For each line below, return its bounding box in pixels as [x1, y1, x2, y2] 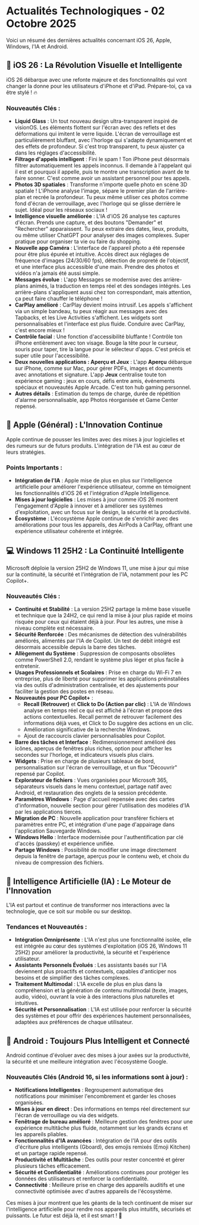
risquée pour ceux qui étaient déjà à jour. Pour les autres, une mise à [14, 618, 183, 626]
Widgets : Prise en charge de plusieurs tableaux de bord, [14, 757, 156, 765]
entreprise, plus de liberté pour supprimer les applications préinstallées [14, 675, 189, 682]
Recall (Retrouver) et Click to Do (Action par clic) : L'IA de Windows [23, 701, 191, 708]
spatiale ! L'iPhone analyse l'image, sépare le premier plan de [14, 187, 165, 194]
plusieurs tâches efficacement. [14, 1162, 91, 1170]
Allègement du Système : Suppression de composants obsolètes [14, 650, 175, 657]
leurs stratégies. [6, 448, 46, 456]
